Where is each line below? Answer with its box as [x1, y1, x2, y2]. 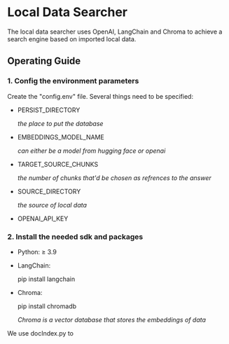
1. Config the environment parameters [7, 76, 139, 86]
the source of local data [17, 200, 88, 209]
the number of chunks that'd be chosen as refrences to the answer [17, 173, 211, 182]
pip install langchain [17, 275, 76, 283]
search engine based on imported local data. [7, 34, 137, 43]
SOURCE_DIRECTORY [17, 187, 81, 195]
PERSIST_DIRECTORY [17, 106, 81, 114]
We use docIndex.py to [7, 329, 74, 337]
